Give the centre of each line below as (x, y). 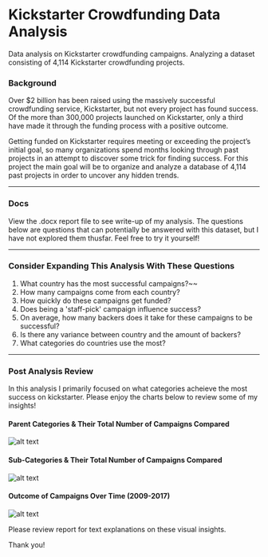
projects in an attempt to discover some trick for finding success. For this (128, 158)
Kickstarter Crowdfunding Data (114, 15)
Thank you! (27, 544)
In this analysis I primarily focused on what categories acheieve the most (128, 388)
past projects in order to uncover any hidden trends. (94, 175)
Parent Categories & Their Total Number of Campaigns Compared (119, 424)
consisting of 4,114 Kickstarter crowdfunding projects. (97, 62)
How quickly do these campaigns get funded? (95, 300)
